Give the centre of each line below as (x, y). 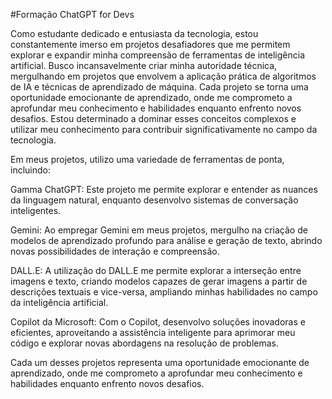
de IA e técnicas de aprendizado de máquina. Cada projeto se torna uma (159, 87)
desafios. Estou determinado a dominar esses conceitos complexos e (153, 118)
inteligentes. (36, 210)
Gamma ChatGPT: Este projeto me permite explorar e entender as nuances (164, 189)
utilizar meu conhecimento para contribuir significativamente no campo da (164, 129)
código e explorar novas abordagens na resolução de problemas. (144, 343)
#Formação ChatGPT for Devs (72, 14)
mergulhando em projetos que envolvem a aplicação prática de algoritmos (163, 76)
